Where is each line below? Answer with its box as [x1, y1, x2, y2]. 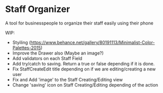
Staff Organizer [5, 3, 70, 15]
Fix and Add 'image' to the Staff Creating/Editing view [12, 76, 123, 82]
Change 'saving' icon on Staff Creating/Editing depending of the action [12, 81, 159, 88]
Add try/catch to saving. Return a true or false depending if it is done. [12, 60, 155, 66]
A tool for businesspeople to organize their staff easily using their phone [5, 20, 154, 26]
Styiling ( [12, 39, 31, 45]
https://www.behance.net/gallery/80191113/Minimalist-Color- [30, 39, 155, 45]
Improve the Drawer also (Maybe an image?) [12, 50, 104, 56]
